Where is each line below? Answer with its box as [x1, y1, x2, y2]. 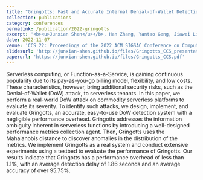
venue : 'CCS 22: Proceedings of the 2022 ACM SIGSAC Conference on [6, 43, 180, 49]
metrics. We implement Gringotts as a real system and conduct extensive [6, 141, 188, 148]
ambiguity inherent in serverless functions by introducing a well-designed [6, 121, 190, 129]
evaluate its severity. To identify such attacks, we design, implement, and [6, 102, 188, 109]
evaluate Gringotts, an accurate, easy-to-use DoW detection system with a [6, 109, 192, 116]
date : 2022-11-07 [6, 37, 50, 43]
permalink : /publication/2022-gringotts [6, 25, 110, 32]
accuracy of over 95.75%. [6, 167, 71, 174]
